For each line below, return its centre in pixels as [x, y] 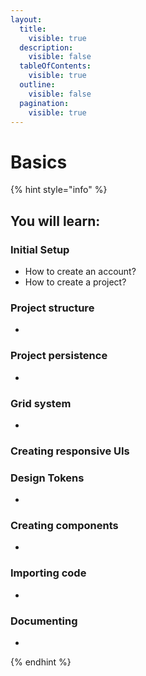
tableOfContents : [55, 66]
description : [46, 47]
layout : [26, 19]
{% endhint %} [41, 662]
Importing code [48, 573]
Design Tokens [47, 478]
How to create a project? [75, 282]
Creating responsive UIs [70, 451]
